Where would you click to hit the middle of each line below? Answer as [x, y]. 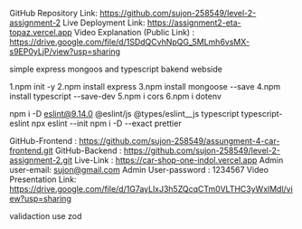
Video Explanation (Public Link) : [134, 32]
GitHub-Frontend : [43, 141]
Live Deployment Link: [104, 23]
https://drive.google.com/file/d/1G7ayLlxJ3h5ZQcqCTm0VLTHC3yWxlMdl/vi [151, 189]
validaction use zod [46, 216]
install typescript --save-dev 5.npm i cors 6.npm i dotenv [115, 96]
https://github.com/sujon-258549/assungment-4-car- [179, 141]
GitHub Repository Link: [53, 13]
